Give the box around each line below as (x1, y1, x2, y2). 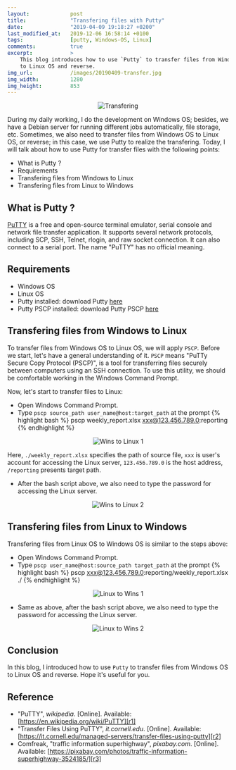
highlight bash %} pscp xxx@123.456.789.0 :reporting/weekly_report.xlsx (17, 568, 228, 576)
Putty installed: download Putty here (17, 297, 123, 305)
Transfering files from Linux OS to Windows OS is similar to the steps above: (7, 540, 228, 548)
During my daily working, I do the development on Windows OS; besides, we (7, 116, 229, 124)
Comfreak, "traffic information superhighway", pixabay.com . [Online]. (17, 740, 219, 748)
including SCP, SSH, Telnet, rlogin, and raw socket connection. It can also (7, 235, 221, 244)
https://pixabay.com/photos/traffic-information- (49, 747, 188, 756)
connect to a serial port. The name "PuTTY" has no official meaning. (7, 243, 205, 252)
